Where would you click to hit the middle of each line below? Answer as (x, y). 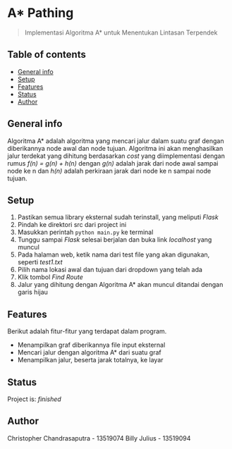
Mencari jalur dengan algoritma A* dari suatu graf (89, 352)
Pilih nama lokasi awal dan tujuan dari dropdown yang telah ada (110, 270)
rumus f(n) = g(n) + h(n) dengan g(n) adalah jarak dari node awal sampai (113, 163)
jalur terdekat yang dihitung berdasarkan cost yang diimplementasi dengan (116, 156)
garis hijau (32, 292)
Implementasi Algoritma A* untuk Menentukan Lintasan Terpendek (121, 32)
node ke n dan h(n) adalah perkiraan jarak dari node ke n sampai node (109, 171)
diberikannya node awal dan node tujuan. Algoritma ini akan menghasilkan (115, 148)
